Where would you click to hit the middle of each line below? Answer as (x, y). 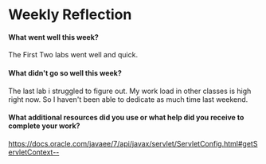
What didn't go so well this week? (65, 72)
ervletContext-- (34, 152)
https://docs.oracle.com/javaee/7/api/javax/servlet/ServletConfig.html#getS (133, 143)
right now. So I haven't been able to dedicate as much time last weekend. (128, 99)
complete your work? (44, 126)
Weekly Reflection (70, 15)
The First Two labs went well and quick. (73, 55)
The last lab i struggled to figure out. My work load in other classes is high (130, 91)
